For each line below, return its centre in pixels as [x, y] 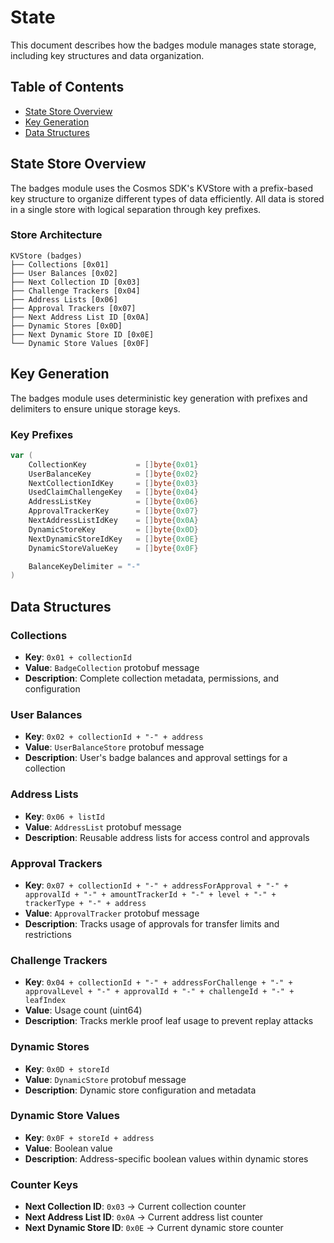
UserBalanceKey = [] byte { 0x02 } [113, 474]
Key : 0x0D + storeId [67, 1068]
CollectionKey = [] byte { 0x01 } [113, 464]
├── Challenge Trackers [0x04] [75, 291]
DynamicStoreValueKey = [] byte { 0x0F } [113, 548]
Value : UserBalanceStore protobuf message [114, 747]
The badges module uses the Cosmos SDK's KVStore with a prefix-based [162, 188]
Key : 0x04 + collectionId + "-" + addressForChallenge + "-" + [158, 982]
